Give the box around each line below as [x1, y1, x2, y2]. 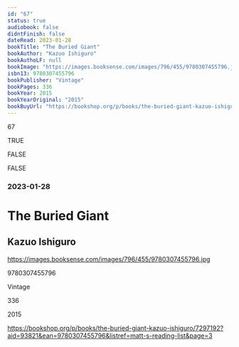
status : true [7, 17, 46, 24]
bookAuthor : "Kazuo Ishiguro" [7, 50, 97, 58]
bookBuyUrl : [7, 103, 43, 110]
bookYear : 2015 [7, 90, 53, 97]
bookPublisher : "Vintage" [7, 76, 84, 84]
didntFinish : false [7, 30, 65, 38]
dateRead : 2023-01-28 [7, 37, 72, 44]
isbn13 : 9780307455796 [7, 70, 75, 77]
